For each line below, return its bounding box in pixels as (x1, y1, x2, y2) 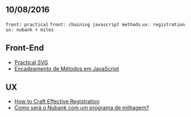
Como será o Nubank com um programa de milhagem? (14, 104, 150, 112)
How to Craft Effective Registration (14, 98, 100, 105)
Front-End (5, 43, 44, 53)
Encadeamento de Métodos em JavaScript (14, 65, 119, 72)
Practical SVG (14, 59, 48, 66)
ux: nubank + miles (5, 27, 54, 33)
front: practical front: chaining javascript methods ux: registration (5, 21, 186, 27)
